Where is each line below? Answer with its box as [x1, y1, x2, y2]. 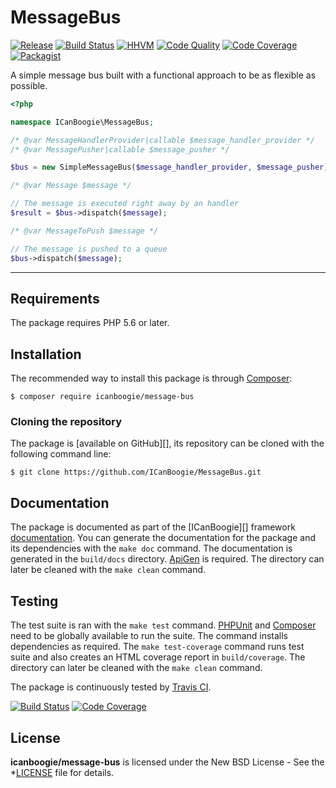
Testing [10, 592, 59, 610]
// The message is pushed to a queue [10, 244, 168, 254]
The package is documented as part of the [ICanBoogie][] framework [10, 521, 296, 533]
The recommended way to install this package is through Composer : [10, 372, 293, 385]
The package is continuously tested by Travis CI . [10, 681, 212, 693]
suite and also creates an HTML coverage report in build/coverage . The [10, 651, 306, 663]
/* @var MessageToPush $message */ [10, 226, 159, 236]
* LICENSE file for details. [10, 766, 115, 778]
